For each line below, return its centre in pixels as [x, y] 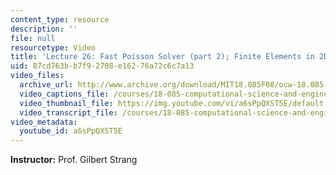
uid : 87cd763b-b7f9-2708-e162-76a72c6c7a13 [102, 66]
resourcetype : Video [53, 47]
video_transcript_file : [68, 112]
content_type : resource [60, 19]
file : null [33, 38]
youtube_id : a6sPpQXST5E [71, 131]
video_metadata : [44, 122]
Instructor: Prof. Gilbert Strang [74, 160]
